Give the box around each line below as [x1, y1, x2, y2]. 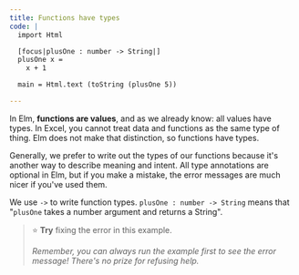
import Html [17, 30, 64, 39]
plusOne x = [17, 56, 64, 65]
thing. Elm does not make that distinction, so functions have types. [9, 132, 260, 143]
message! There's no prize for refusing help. [31, 255, 200, 266]
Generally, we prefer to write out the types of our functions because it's [9, 149, 279, 160]
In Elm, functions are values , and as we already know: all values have [9, 113, 272, 124]
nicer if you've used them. [9, 178, 108, 189]
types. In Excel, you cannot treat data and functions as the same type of [9, 122, 280, 133]
